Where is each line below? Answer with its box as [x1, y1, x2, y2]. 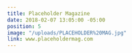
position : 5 [7, 23, 41, 30]
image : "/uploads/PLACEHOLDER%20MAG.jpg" [7, 29, 127, 36]
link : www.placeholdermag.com [7, 36, 94, 43]
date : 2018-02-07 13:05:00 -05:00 [7, 17, 106, 23]
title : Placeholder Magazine [7, 10, 90, 17]
